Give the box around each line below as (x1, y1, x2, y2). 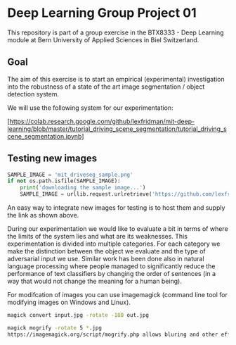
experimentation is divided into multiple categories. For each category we (7, 239, 221, 248)
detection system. (7, 89, 60, 98)
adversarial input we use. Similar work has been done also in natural (7, 255, 205, 263)
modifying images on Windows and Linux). (7, 298, 131, 307)
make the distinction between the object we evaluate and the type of (7, 247, 206, 256)
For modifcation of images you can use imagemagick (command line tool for (7, 291, 228, 299)
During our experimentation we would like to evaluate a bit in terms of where (7, 225, 228, 233)
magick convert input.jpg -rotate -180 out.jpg (7, 312, 150, 319)
